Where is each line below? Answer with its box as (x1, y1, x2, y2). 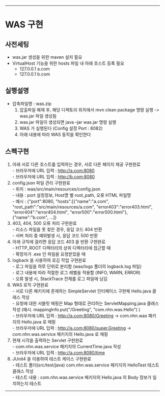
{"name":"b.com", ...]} (12, 214, 57, 220)
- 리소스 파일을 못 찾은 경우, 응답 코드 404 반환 (12, 226, 102, 232)
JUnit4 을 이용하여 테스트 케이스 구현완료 (12, 356, 92, 361)
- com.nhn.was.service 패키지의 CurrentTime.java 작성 (12, 343, 121, 349)
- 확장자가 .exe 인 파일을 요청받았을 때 (12, 251, 86, 257)
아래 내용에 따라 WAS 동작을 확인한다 (19, 131, 91, 137)
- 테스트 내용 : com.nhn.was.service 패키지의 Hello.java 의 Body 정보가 (12, 374, 152, 380)
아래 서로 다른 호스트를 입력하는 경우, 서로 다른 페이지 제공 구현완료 (12, 161, 141, 167)
